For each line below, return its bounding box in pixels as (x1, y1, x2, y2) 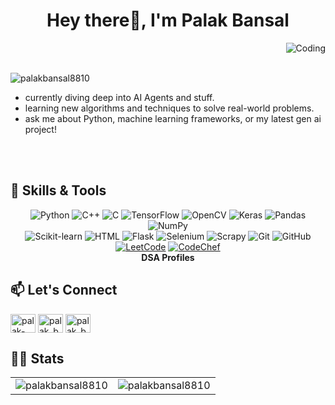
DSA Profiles (141, 251, 195, 263)
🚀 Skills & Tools (10, 182, 107, 199)
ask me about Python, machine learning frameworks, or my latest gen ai (24, 112, 322, 124)
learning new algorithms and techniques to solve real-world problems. (24, 102, 315, 114)
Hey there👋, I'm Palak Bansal (46, 9, 290, 32)
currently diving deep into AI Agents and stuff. (24, 91, 215, 103)
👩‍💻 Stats (10, 350, 65, 367)
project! (24, 123, 57, 135)
